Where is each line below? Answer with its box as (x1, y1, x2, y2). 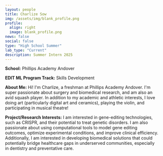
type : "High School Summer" (5, 43, 62, 48)
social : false (5, 39, 34, 44)
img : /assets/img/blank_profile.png (5, 16, 79, 21)
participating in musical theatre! (5, 105, 69, 111)
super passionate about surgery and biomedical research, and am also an (5, 89, 153, 95)
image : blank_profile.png (9, 30, 62, 35)
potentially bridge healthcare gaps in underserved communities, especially (5, 140, 155, 146)
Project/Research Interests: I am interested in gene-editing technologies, (5, 115, 153, 121)
